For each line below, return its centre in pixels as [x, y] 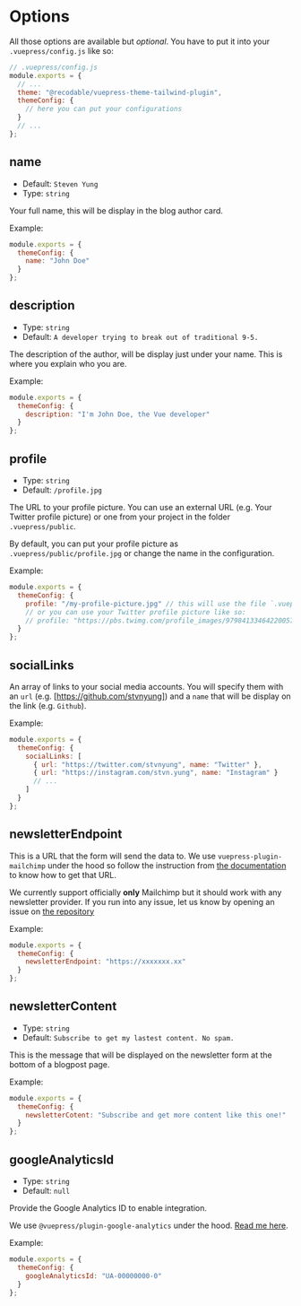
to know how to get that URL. [63, 875]
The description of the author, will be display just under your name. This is [146, 354]
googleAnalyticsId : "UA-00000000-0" [94, 1276]
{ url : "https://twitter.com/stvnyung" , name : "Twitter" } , [147, 764]
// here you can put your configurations [103, 109]
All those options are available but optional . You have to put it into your [140, 41]
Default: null [46, 1191]
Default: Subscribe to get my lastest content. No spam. [128, 1037]
